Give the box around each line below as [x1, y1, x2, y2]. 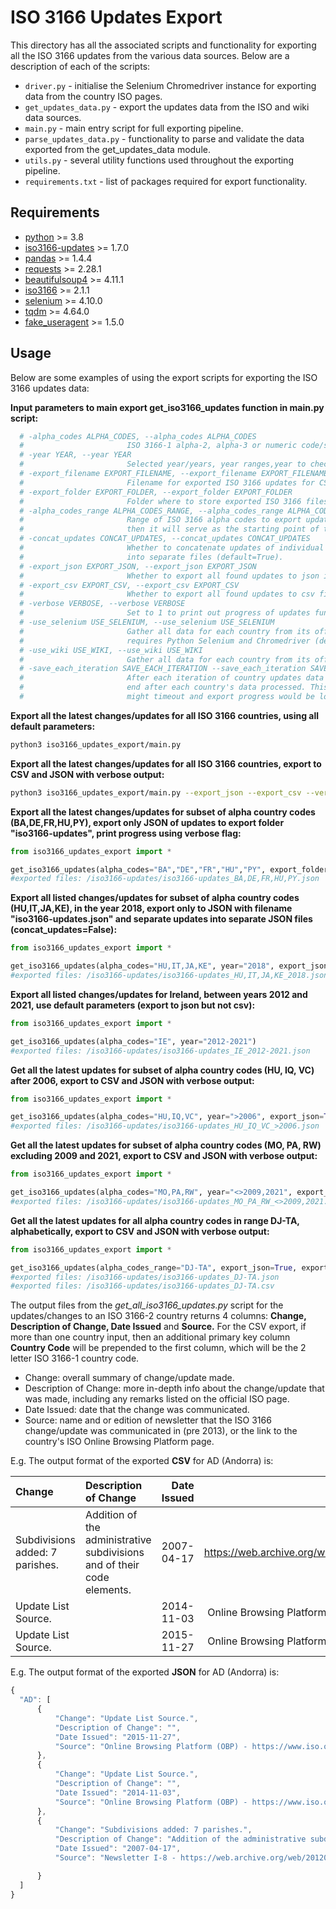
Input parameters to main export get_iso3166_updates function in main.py [10, 401, 325, 413]
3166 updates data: [10, 382, 90, 394]
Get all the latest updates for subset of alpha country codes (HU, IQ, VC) [10, 1064, 315, 1076]
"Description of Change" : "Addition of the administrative [54, 1834, 307, 1845]
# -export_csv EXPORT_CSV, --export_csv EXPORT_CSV [19, 580, 240, 590]
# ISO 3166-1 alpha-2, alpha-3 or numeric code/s [19, 441, 329, 451]
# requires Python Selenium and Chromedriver [19, 636, 311, 646]
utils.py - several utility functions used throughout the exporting [24, 154, 294, 166]
